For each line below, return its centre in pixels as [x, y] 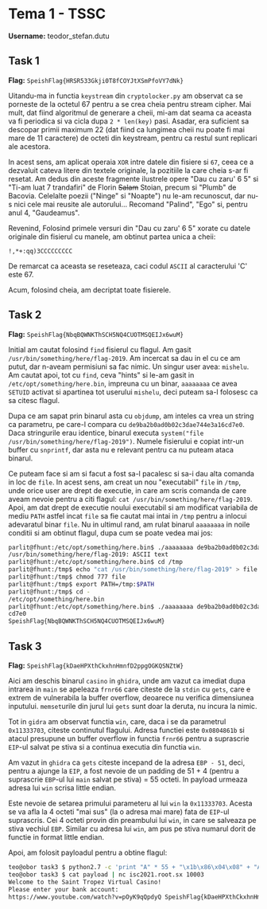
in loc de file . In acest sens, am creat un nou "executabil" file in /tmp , [124, 482]
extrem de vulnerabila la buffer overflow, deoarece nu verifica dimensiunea [131, 697]
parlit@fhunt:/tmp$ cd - [49, 592]
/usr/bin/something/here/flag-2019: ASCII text [89, 554]
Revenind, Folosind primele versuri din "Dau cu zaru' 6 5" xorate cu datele [130, 228]
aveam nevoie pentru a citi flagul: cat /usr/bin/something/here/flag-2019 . [130, 499]
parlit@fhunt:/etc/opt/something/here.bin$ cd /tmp [95, 562]
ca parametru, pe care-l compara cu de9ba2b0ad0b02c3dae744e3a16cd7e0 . [126, 424]
